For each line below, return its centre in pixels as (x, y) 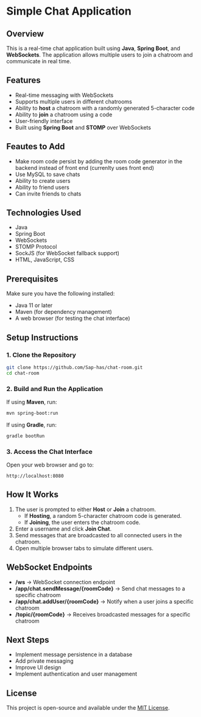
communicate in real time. (39, 61)
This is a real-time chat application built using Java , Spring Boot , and (93, 48)
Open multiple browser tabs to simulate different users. (84, 548)
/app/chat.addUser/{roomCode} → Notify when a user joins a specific (104, 601)
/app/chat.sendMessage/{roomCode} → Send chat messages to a (100, 588)
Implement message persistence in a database (74, 655)
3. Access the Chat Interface (49, 451)
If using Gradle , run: (31, 425)
